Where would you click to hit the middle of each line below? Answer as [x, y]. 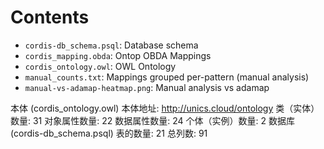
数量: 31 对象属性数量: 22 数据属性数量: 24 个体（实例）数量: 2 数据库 [152, 120]
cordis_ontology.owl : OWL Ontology [100, 66]
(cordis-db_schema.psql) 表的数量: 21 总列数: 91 [109, 133]
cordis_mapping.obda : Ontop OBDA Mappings [118, 55]
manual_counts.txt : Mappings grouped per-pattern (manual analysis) [167, 77]
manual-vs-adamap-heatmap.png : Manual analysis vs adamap [147, 87]
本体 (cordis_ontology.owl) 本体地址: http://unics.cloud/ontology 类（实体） [165, 108]
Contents [50, 17]
